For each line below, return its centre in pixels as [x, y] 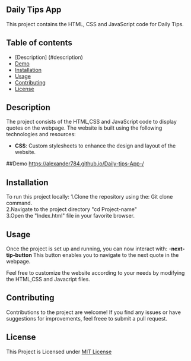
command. [19, 203]
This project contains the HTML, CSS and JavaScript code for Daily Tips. [95, 24]
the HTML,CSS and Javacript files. [48, 280]
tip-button [19, 255]
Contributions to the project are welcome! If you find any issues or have [93, 312]
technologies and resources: [41, 134]
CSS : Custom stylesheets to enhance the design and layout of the [95, 146]
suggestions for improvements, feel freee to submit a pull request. [87, 318]
